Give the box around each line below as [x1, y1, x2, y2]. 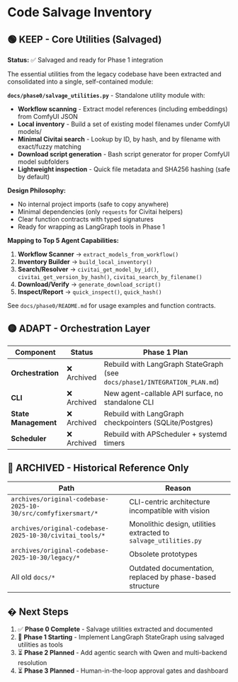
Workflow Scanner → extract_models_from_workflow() [17, 250, 179, 258]
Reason [165, 483, 191, 493]
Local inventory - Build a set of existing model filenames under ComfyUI [17, 120, 230, 128]
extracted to [129, 528, 170, 538]
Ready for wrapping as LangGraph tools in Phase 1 [17, 222, 165, 231]
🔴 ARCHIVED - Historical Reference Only [7, 462, 189, 474]
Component [15, 347, 56, 357]
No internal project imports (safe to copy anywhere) [17, 200, 169, 208]
